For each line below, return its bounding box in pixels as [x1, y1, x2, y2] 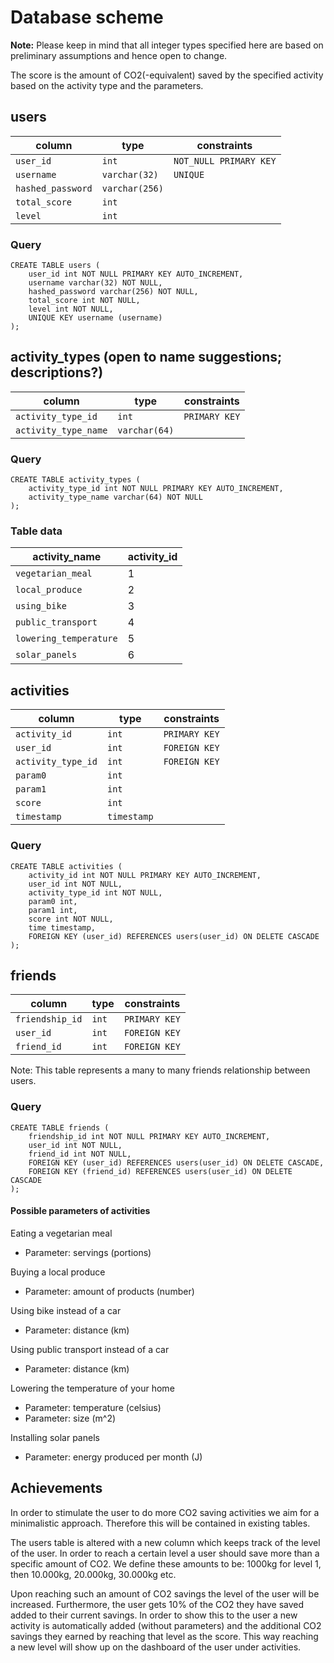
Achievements [10, 1480, 103, 1497]
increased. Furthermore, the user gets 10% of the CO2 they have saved [10, 1598, 305, 1610]
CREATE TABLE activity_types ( [10, 475, 141, 485]
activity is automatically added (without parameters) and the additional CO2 [10, 1619, 322, 1631]
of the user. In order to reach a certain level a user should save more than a [10, 1547, 320, 1559]
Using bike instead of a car [10, 1304, 122, 1316]
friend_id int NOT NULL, [28, 1149, 132, 1159]
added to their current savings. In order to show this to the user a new [10, 1609, 298, 1621]
